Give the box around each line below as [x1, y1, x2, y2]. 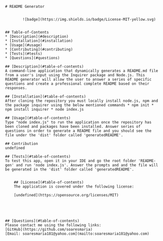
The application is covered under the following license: [14, 184, 134, 189]
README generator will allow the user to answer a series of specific [5, 77, 152, 82]
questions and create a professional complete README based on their [5, 81, 150, 86]
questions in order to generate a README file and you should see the [5, 128, 152, 133]
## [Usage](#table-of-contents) [5, 116, 71, 120]
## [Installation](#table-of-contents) [5, 94, 86, 99]
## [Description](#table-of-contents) [5, 64, 84, 69]
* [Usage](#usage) [5, 43, 42, 48]
